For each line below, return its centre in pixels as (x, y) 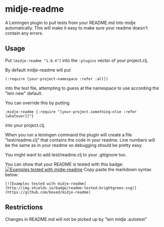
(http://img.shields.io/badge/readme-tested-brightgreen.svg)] (71, 188)
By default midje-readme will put (38, 70)
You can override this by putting (37, 103)
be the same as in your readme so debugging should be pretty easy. (74, 145)
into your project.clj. (25, 125)
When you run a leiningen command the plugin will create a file (69, 135)
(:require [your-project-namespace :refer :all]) (57, 79)
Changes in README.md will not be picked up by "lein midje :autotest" (76, 219)
